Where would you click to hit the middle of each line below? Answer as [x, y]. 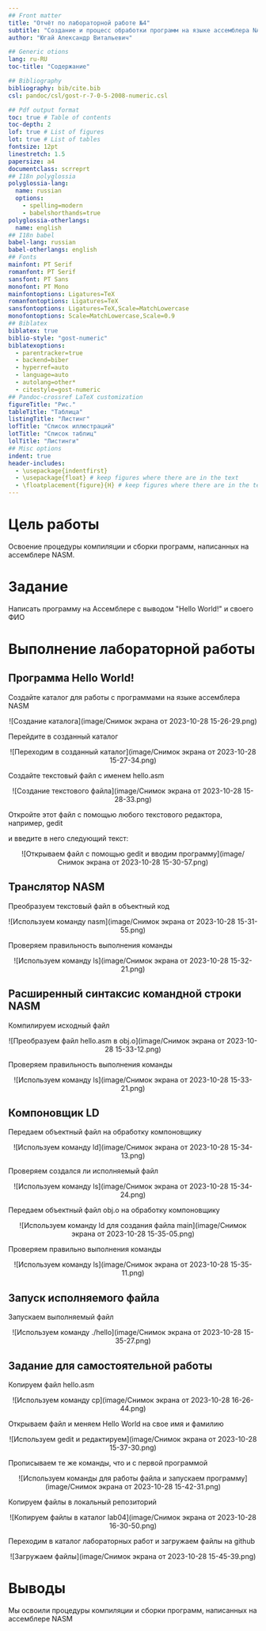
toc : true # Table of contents [60, 117]
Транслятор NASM [57, 887]
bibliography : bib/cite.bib [55, 88]
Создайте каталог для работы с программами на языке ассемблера [124, 697]
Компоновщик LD [54, 1113]
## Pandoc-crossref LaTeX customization [76, 397]
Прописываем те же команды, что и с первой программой [108, 1462]
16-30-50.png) [133, 1526]
